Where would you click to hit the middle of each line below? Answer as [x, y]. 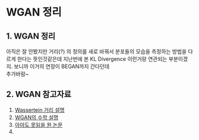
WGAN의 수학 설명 [37, 117]
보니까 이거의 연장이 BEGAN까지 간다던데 [62, 66]
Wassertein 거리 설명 [40, 110]
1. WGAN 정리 [31, 36]
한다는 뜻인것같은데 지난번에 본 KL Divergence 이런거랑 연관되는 [92, 59]
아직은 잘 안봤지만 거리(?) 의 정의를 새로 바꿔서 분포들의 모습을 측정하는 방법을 [97, 52]
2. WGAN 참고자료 [39, 94]
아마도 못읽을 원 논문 [39, 125]
